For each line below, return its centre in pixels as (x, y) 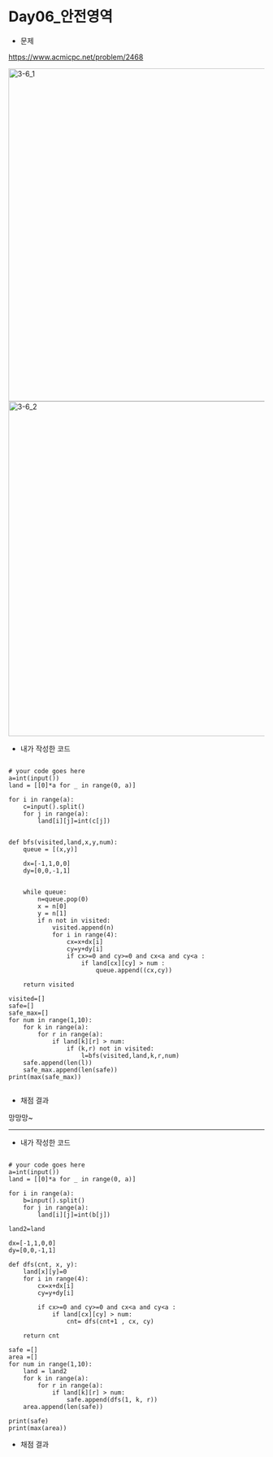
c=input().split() (54, 807)
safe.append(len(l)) (58, 1063)
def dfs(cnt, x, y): (43, 1264)
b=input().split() (54, 1200)
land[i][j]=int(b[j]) (74, 1215)
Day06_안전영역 (61, 17)
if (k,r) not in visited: (110, 1048)
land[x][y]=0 (45, 1272)
